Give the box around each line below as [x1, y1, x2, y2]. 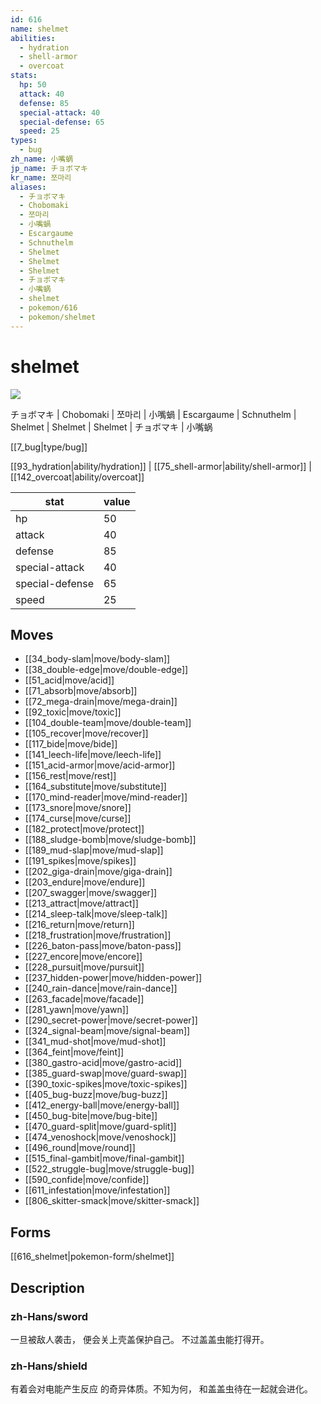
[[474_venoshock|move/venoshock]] [24, 1131, 177, 1143]
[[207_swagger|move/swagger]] [24, 887, 158, 899]
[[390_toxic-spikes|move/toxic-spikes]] [24, 1078, 188, 1090]
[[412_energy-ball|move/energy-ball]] [24, 1099, 180, 1111]
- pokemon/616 [19, 303, 78, 313]
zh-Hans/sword [10, 1309, 89, 1323]
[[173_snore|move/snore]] [24, 802, 132, 814]
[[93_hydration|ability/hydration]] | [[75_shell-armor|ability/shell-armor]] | [10, 460, 313, 472]
